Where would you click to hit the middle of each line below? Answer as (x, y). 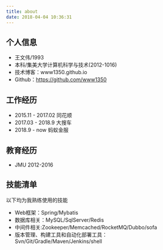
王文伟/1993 (29, 58)
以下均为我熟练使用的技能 (37, 200)
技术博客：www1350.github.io (51, 72)
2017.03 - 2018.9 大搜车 (43, 123)
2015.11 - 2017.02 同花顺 (43, 115)
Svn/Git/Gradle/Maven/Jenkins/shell (58, 241)
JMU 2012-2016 (34, 165)
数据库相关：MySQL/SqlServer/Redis (59, 220)
